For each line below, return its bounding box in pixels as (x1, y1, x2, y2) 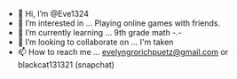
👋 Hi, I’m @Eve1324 (17, 9, 89, 19)
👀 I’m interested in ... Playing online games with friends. (17, 18, 220, 28)
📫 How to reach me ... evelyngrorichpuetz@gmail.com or (17, 47, 229, 57)
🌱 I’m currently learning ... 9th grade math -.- (17, 28, 182, 37)
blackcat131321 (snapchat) (17, 59, 115, 70)
